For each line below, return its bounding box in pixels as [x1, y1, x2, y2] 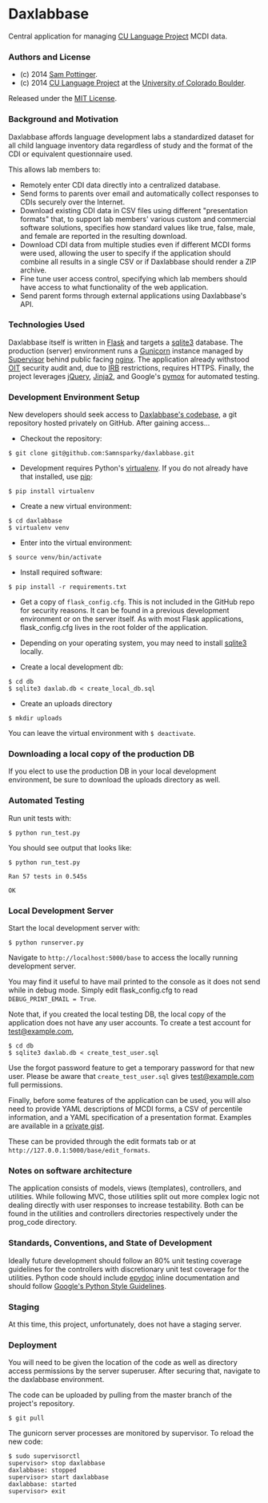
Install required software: [19, 568, 102, 577]
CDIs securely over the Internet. [19, 197, 126, 207]
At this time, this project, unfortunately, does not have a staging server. [8, 1319, 242, 1329]
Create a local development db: [19, 662, 124, 672]
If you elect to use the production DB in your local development [8, 766, 217, 776]
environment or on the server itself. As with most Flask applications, [19, 614, 244, 624]
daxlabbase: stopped [8, 1466, 78, 1475]
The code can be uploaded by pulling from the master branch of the [8, 1390, 232, 1400]
